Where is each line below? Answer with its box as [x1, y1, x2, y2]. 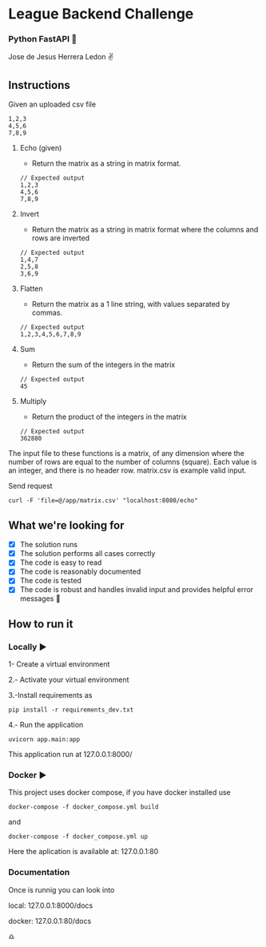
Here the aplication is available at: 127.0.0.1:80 [8, 847, 159, 856]
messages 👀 [19, 594, 62, 603]
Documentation [8, 867, 70, 878]
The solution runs [19, 540, 78, 550]
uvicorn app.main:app [8, 735, 81, 743]
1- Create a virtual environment [8, 659, 110, 669]
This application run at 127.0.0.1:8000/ [8, 750, 133, 760]
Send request [8, 482, 54, 491]
